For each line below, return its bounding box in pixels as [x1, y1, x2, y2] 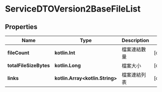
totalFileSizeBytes [7, 62, 50, 69]
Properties [5, 23, 38, 31]
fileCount [7, 49, 30, 56]
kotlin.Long [54, 62, 81, 69]
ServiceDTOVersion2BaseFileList [5, 3, 141, 15]
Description [121, 37, 149, 44]
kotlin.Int [54, 49, 76, 56]
